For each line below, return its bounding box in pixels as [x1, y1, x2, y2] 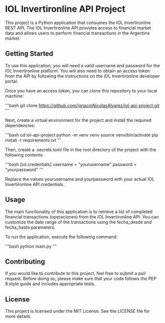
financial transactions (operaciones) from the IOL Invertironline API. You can [5, 214, 159, 219]
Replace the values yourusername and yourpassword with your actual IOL [5, 176, 155, 182]
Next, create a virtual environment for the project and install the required [5, 117, 152, 123]
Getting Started [5, 50, 54, 58]
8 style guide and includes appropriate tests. [5, 281, 96, 287]
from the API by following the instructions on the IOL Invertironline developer [5, 73, 160, 79]
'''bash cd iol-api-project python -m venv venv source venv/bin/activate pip [5, 132, 158, 138]
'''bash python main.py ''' [5, 243, 57, 249]
